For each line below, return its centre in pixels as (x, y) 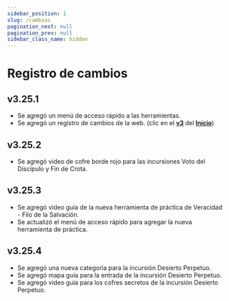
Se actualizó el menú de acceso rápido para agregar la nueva (104, 221)
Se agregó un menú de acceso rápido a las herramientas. (99, 116)
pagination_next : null (40, 26)
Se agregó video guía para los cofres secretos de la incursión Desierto (118, 282)
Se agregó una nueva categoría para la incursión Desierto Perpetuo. (114, 268)
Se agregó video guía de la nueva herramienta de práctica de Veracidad (120, 207)
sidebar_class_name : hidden (48, 39)
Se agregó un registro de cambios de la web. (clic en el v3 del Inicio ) (116, 123)
